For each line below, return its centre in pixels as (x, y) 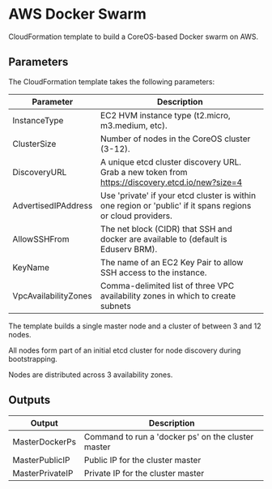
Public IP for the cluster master (142, 460)
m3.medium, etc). (134, 125)
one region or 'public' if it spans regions (176, 205)
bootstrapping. (33, 358)
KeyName (31, 267)
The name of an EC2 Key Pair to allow (172, 262)
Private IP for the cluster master (144, 473)
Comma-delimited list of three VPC (167, 285)
